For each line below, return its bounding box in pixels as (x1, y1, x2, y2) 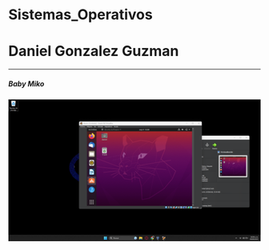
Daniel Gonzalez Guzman (8, 42, 179, 61)
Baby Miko (8, 78, 45, 89)
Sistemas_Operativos (8, 6, 154, 24)
